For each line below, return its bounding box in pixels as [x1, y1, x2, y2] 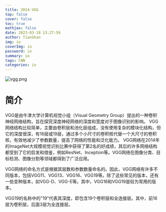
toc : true [5, 21, 26, 26]
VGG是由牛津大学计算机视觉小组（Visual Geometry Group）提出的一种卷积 [5, 112, 158, 118]
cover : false [5, 16, 32, 21]
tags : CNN [5, 58, 26, 63]
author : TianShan [5, 35, 41, 40]
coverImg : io [5, 44, 32, 49]
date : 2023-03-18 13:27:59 [5, 30, 61, 35]
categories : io [5, 62, 37, 67]
